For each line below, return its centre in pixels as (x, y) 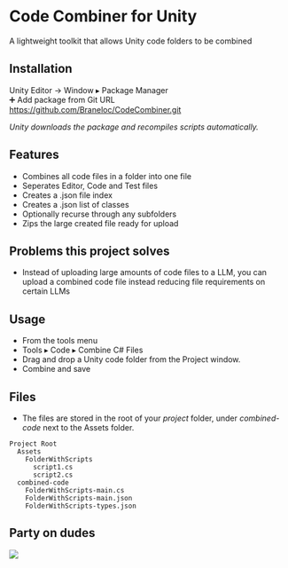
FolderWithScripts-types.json (81, 506)
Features (34, 155)
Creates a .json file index (67, 195)
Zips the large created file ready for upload (100, 223)
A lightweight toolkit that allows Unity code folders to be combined (131, 41)
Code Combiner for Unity (103, 16)
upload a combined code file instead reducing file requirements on (144, 282)
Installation (41, 69)
